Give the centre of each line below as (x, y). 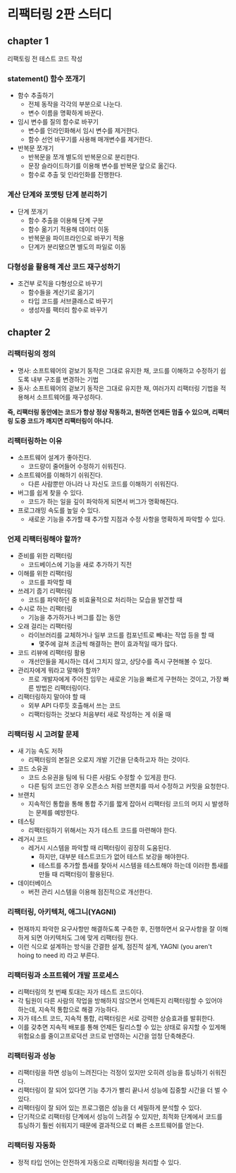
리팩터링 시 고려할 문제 (43, 735)
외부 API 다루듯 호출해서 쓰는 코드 (74, 706)
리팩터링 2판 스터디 (60, 14)
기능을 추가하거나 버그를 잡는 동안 (74, 618)
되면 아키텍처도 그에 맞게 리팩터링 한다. (85, 938)
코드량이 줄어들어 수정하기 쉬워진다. (77, 466)
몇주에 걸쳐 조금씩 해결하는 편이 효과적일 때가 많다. (108, 644)
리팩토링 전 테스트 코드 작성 (45, 59)
